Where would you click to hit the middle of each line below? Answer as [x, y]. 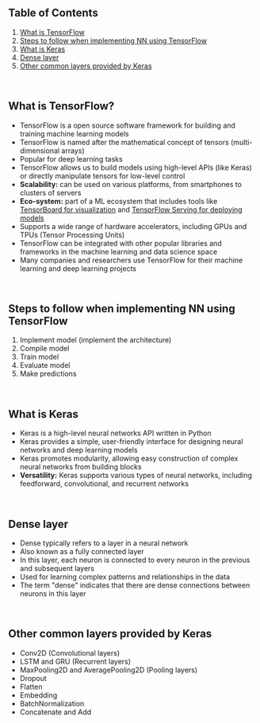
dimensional [40, 151]
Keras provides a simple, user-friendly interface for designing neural [131, 442]
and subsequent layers [57, 568]
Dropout [33, 678]
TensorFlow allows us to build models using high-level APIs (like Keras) [136, 167]
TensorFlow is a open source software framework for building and [128, 125]
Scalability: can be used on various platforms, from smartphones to [130, 184]
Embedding [38, 695]
